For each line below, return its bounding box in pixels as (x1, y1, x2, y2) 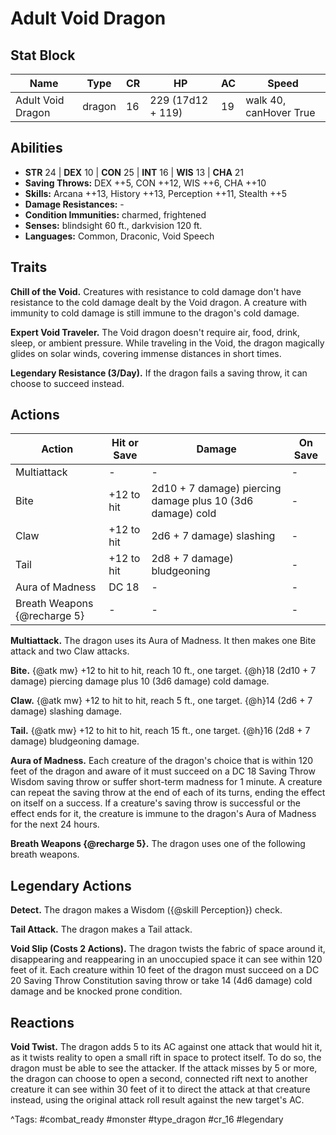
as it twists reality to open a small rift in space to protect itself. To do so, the (10, 1052, 322, 1064)
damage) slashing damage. (10, 705, 123, 717)
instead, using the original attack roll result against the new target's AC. (10, 1094, 305, 1106)
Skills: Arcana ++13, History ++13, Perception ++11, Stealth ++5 (24, 187, 288, 199)
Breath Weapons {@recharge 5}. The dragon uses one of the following (10, 838, 306, 850)
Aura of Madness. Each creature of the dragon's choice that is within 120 (10, 755, 314, 767)
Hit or (111, 436, 139, 450)
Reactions (10, 1014, 75, 1031)
